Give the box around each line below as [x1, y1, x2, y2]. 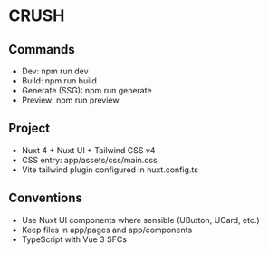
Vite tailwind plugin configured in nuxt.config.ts [21, 164, 198, 175]
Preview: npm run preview [21, 94, 120, 105]
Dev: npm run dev [21, 65, 89, 76]
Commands [8, 42, 76, 57]
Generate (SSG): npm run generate [21, 85, 152, 95]
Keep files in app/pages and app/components [21, 224, 193, 235]
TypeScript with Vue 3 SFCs [21, 233, 128, 245]
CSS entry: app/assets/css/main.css [21, 154, 158, 165]
